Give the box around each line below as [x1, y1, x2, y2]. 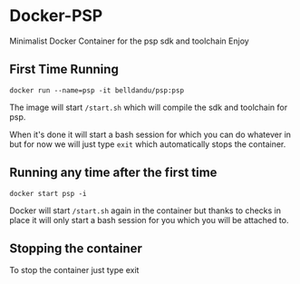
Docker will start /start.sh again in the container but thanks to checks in [9, 205, 282, 216]
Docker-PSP [9, 5, 103, 26]
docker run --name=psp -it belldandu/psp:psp [9, 85, 184, 95]
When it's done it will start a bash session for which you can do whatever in [9, 129, 292, 140]
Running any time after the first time [9, 165, 218, 181]
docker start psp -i [9, 189, 88, 198]
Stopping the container [9, 240, 143, 256]
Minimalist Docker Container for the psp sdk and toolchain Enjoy [9, 35, 249, 46]
